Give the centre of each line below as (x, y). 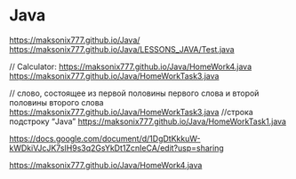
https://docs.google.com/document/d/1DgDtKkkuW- (105, 138)
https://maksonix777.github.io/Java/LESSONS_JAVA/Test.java (122, 49)
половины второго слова (56, 102)
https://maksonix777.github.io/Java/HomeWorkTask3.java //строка (131, 112)
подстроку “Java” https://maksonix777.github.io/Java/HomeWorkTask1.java (148, 121)
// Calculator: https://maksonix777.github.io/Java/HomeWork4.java (131, 66)
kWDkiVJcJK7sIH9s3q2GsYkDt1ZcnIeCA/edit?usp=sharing (116, 148)
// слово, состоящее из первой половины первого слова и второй (134, 93)
